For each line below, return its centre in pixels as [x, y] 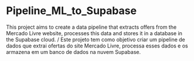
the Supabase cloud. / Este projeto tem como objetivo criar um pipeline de [96, 39]
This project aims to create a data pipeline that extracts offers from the [91, 27]
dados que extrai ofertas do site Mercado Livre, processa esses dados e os [97, 46]
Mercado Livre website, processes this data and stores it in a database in [94, 33]
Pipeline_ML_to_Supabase [71, 11]
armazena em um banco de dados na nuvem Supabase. [74, 52]
